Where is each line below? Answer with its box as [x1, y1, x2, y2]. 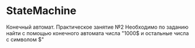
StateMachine [6, 4, 77, 18]
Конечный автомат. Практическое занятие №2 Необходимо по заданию [6, 23, 189, 30]
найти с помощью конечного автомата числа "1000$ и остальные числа [6, 29, 189, 36]
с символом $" [6, 36, 44, 43]
